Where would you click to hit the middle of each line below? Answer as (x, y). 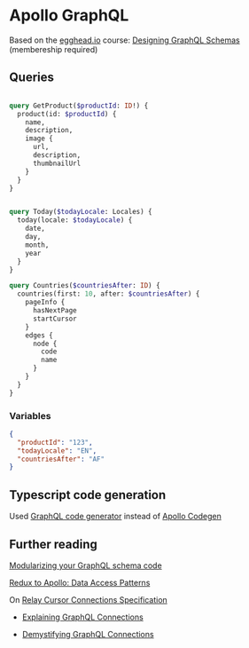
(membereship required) (54, 49)
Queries (32, 78)
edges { (39, 335)
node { (45, 344)
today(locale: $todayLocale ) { (75, 220)
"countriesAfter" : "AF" (61, 459)
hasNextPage (54, 311)
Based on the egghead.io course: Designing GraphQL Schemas (125, 40)
